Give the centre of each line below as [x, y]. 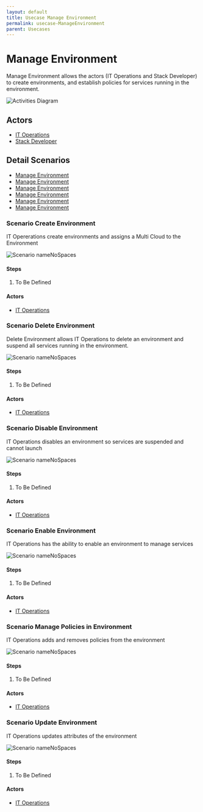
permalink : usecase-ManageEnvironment [55, 23]
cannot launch [24, 448]
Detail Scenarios [38, 160]
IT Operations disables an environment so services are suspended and [95, 441]
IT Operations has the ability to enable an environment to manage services [100, 544]
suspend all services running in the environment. [68, 345]
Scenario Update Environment [52, 722]
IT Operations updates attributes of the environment [72, 736]
